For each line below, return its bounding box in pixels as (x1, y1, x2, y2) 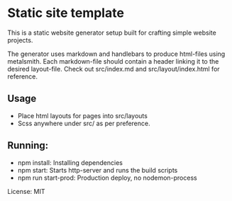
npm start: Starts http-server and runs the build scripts (17, 166, 178, 174)
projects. (7, 35, 33, 44)
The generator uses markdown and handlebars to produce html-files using (7, 50, 226, 58)
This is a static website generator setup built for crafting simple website (7, 28, 216, 37)
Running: (7, 139, 49, 151)
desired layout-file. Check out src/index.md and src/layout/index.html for (7, 64, 220, 73)
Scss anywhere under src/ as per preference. (17, 119, 150, 127)
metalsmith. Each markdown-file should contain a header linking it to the (7, 57, 219, 65)
